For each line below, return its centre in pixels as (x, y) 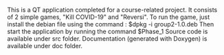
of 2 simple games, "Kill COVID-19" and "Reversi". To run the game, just (109, 17)
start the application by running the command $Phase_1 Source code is (108, 31)
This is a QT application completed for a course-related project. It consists (112, 10)
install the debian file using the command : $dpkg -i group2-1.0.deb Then (111, 24)
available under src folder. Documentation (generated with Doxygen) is (107, 39)
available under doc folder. (45, 46)
